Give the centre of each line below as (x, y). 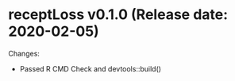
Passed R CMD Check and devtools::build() (90, 68)
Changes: (24, 53)
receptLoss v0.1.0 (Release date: (118, 15)
